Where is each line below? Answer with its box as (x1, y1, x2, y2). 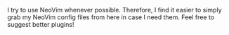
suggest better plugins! (7, 21, 74, 28)
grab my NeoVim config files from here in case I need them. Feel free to (7, 13, 215, 21)
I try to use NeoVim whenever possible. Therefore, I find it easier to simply (7, 6, 223, 14)
